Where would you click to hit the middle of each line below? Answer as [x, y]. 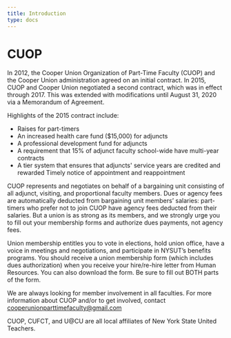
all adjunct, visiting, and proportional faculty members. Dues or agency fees [115, 193]
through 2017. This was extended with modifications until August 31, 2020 [112, 95]
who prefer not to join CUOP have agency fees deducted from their [122, 208]
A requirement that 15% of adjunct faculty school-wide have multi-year [118, 151]
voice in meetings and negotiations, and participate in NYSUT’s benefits [109, 251]
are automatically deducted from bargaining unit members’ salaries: [103, 201]
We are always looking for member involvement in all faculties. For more [110, 293]
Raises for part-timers [48, 129]
